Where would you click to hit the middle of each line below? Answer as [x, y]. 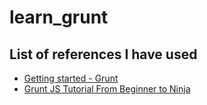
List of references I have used [103, 54]
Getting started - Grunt [71, 78]
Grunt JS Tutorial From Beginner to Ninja [107, 89]
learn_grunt [59, 17]
